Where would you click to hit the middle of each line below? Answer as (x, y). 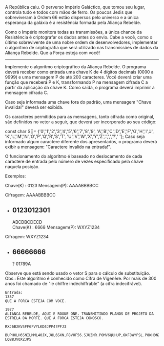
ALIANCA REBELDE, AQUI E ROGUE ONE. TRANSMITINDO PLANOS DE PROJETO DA (79, 314)
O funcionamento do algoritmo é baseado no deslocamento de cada (74, 156)
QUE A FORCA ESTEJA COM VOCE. (36, 301)
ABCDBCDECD (27, 222)
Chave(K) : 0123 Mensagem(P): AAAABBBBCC (52, 185)
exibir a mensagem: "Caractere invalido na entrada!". (58, 147)
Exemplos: (15, 176)
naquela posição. (22, 167)
